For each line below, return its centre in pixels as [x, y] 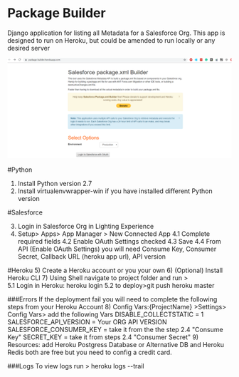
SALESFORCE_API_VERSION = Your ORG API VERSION [87, 322]
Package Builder [57, 13]
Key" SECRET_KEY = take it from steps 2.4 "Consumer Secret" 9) [103, 337]
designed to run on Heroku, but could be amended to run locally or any [111, 40]
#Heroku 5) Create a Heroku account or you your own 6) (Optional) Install [115, 270]
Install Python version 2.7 [55, 184]
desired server [29, 48]
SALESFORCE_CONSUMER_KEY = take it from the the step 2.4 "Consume [115, 330]
